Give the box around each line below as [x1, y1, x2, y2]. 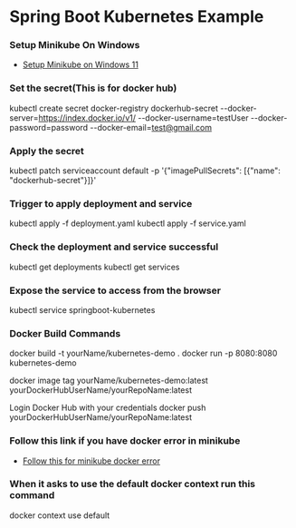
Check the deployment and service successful [9, 240, 219, 253]
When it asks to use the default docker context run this [9, 478, 256, 491]
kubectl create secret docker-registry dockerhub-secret [9, 103, 219, 113]
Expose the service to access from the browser [9, 284, 222, 297]
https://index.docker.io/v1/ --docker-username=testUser [38, 112, 249, 123]
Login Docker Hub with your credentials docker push [9, 402, 206, 414]
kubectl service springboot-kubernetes [9, 304, 156, 315]
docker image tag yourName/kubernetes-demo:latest [9, 375, 208, 386]
